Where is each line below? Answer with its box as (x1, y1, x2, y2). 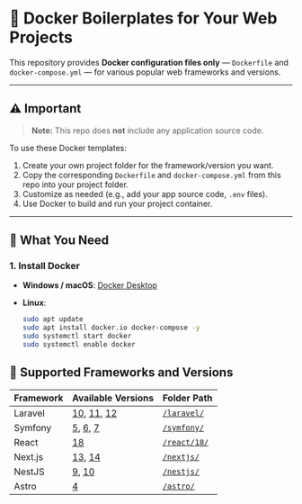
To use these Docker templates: (9, 142, 128, 153)
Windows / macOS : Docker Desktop (22, 280, 157, 291)
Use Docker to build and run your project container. (22, 198, 213, 209)
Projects (9, 27, 74, 48)
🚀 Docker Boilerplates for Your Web (9, 8, 278, 29)
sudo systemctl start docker (22, 332, 132, 341)
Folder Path (162, 391, 213, 404)
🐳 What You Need (9, 233, 110, 248)
